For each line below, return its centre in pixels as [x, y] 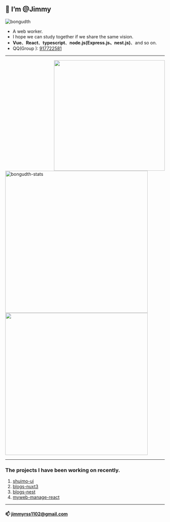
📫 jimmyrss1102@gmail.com [37, 514]
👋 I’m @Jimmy [28, 9]
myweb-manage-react [36, 497]
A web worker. [28, 31]
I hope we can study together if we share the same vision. [73, 36]
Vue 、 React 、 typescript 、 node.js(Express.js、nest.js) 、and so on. [85, 42]
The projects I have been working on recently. [63, 470]
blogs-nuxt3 [26, 487]
